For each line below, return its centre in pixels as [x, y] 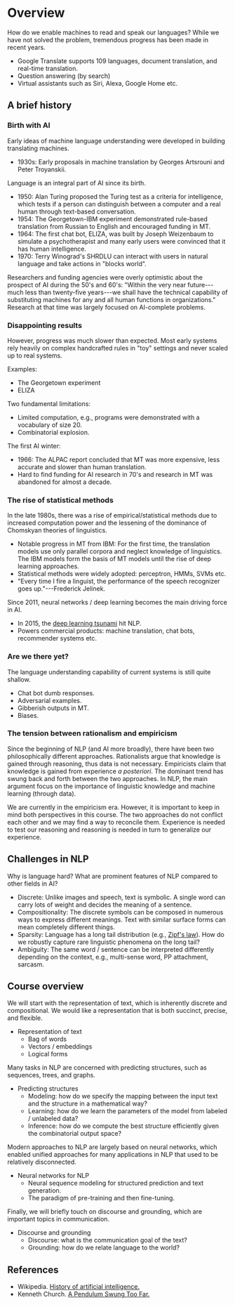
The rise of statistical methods [60, 500]
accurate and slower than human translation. [82, 467]
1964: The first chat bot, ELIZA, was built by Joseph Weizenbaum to [115, 234]
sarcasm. [31, 964]
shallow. [19, 679]
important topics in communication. [59, 1219]
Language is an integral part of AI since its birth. [76, 183]
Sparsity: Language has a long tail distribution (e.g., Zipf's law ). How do [121, 934]
